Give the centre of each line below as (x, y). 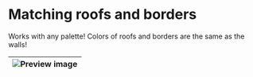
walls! (18, 44)
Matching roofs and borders (103, 15)
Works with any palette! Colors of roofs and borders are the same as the (127, 36)
